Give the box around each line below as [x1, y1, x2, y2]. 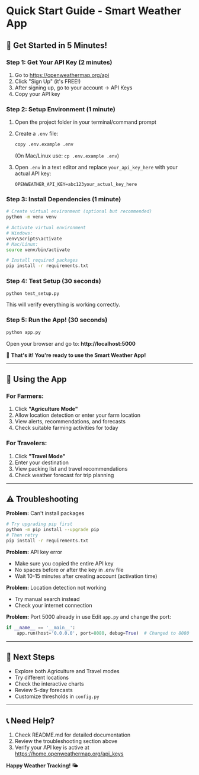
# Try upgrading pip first [6, 521, 73, 528]
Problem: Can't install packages [6, 510, 85, 517]
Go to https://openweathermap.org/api [14, 71, 110, 78]
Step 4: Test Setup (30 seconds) [6, 277, 102, 285]
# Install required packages [6, 258, 78, 263]
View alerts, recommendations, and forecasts [14, 418, 126, 425]
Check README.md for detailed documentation [14, 731, 131, 738]
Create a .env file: [14, 130, 59, 137]
